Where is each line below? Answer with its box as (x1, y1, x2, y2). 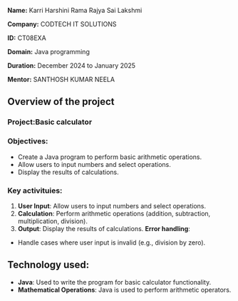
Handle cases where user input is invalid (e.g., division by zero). (17, 238, 206, 247)
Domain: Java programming (7, 48, 90, 56)
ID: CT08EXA (7, 34, 46, 42)
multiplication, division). (17, 217, 88, 225)
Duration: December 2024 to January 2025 (7, 61, 136, 70)
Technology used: (7, 259, 90, 271)
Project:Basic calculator (7, 117, 93, 127)
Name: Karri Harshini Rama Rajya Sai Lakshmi (7, 6, 143, 14)
